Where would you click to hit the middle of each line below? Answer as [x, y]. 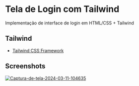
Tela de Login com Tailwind [62, 9]
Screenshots [25, 66]
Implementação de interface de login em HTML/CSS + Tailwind [69, 23]
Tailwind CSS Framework [38, 50]
